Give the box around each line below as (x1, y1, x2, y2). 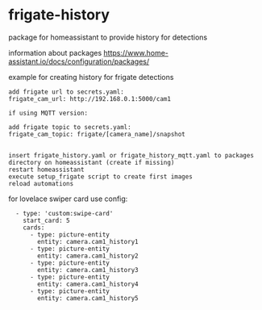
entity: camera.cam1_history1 (37, 237, 139, 245)
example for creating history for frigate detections (8, 72, 174, 82)
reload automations (8, 179, 74, 187)
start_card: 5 (23, 216, 70, 224)
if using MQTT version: (8, 109, 89, 117)
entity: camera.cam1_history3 (37, 266, 139, 274)
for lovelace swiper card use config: (8, 194, 128, 203)
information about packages (8, 48, 102, 57)
